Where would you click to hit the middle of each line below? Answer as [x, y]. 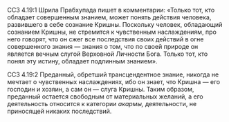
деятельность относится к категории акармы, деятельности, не [102, 104]
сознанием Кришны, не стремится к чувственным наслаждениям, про [112, 32]
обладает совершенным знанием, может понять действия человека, [109, 17]
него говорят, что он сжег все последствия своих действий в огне [106, 39]
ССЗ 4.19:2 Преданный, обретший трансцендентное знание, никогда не [113, 74]
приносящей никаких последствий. [59, 111]
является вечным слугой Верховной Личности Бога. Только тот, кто [108, 54]
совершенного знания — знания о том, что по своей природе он [103, 47]
